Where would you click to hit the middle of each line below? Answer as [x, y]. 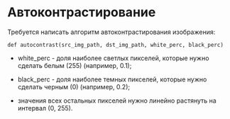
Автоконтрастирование [82, 12]
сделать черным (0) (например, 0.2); [73, 86]
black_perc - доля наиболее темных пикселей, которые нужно [112, 79]
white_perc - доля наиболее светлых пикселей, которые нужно [113, 58]
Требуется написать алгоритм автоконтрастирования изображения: [111, 32]
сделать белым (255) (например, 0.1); [75, 65]
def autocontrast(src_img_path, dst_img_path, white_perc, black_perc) [115, 45]
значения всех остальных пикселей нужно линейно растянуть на [117, 101]
